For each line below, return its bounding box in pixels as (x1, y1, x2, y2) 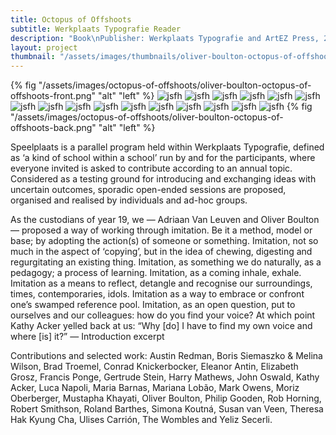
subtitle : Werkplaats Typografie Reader (10, 24, 182, 34)
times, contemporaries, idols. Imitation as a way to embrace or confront (10, 288, 305, 300)
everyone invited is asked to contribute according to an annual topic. (10, 162, 293, 175)
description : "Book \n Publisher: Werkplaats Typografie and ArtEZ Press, (10, 33, 320, 43)
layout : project (10, 42, 78, 53)
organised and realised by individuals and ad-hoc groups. (10, 194, 248, 206)
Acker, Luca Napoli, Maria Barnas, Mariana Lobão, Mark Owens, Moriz (10, 382, 300, 394)
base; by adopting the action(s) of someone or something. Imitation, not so (10, 235, 319, 247)
